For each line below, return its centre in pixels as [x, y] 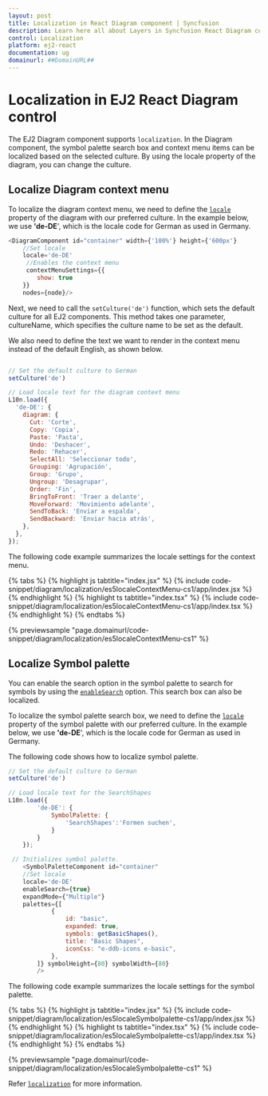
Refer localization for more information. [75, 1084]
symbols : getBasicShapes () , [112, 934]
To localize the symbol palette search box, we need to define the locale [126, 715]
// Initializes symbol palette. [65, 860]
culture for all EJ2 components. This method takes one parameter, [117, 316]
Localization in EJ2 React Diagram [124, 100]
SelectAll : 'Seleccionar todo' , [83, 460]
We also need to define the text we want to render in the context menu [124, 340]
